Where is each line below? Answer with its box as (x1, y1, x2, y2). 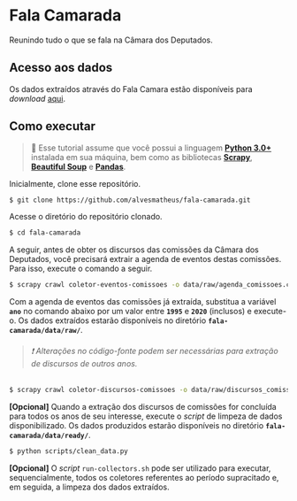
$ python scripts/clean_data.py (9, 447, 128, 456)
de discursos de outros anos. (30, 358, 138, 368)
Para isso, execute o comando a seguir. (9, 263, 153, 274)
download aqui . (9, 93, 66, 104)
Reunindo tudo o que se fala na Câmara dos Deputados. (9, 35, 214, 45)
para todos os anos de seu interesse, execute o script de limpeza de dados (9, 411, 283, 421)
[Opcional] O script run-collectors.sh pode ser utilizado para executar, (9, 463, 271, 474)
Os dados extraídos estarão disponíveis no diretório (18, 315, 207, 326)
